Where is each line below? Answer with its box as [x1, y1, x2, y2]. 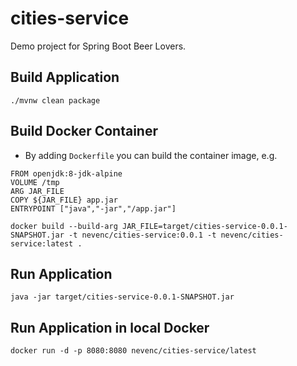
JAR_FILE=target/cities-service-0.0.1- [121, 221, 288, 231]
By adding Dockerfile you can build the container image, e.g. [24, 149, 278, 161]
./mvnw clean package [10, 95, 101, 106]
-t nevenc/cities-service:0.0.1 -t [68, 230, 217, 240]
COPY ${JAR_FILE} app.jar [10, 195, 118, 205]
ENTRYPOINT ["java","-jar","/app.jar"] [10, 203, 177, 214]
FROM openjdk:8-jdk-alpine [10, 168, 123, 179]
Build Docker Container [10, 123, 159, 140]
